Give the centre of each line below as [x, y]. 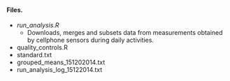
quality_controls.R [42, 47]
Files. [15, 10]
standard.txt [34, 55]
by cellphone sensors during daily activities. [91, 40]
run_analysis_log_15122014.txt [59, 70]
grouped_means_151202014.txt [61, 62]
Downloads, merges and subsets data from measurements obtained [125, 33]
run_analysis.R [38, 25]
